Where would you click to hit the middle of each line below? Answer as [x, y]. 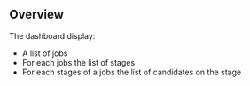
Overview [37, 15]
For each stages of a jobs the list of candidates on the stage [132, 72]
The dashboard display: [52, 35]
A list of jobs [45, 53]
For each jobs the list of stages [78, 62]
